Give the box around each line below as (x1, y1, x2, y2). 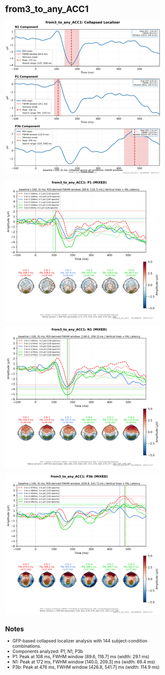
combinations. (12, 643, 41, 649)
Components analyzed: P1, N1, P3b (12, 648, 83, 654)
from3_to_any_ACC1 (5, 3, 89, 15)
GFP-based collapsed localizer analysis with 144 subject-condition (12, 637, 148, 643)
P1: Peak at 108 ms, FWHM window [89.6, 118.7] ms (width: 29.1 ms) (12, 653, 150, 659)
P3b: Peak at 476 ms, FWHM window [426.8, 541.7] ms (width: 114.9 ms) (12, 664, 160, 670)
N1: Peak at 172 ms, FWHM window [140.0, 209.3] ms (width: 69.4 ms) (12, 659, 155, 665)
